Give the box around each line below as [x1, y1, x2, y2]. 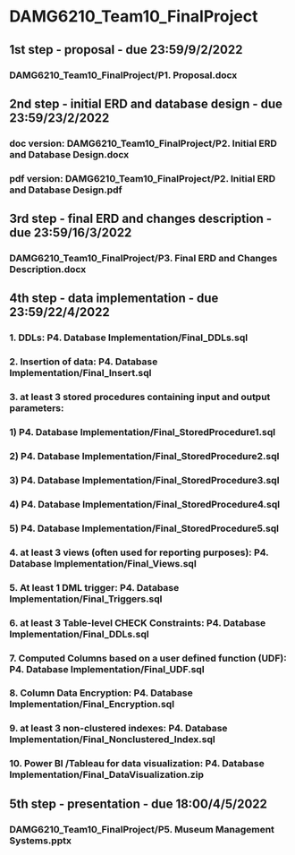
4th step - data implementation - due [9, 291, 219, 306]
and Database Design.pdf [9, 184, 122, 196]
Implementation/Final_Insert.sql [9, 367, 152, 380]
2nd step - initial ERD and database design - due [9, 96, 283, 111]
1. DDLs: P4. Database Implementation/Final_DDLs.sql [9, 331, 249, 344]
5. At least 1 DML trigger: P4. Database [9, 581, 180, 594]
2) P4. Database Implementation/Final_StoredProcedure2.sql [9, 450, 280, 463]
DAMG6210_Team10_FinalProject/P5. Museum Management [9, 823, 275, 835]
